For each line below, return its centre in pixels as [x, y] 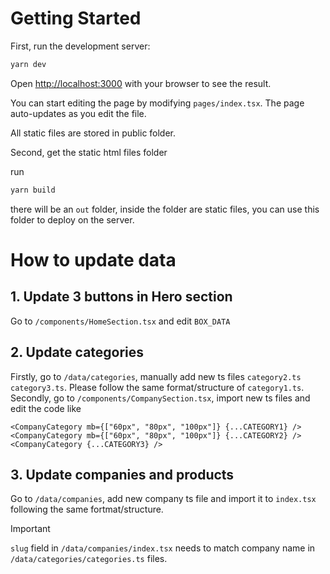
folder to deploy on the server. [72, 219]
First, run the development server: [80, 46]
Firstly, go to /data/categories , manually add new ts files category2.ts [156, 376]
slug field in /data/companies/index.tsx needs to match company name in [163, 548]
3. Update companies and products [122, 474]
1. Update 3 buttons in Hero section [121, 297]
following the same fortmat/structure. [87, 509]
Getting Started [76, 18]
